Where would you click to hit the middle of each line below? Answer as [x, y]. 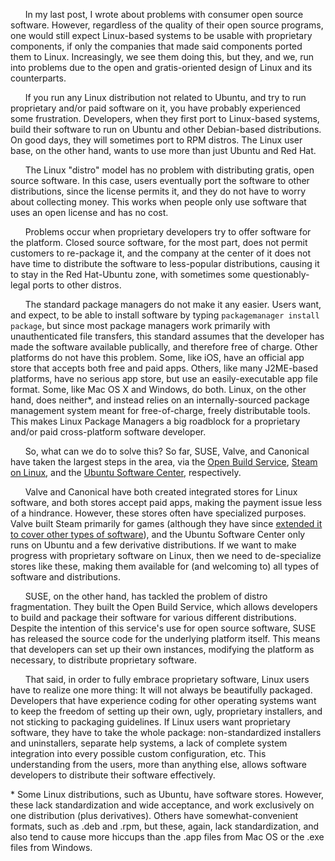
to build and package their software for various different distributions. [153, 617]
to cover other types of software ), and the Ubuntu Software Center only [158, 534]
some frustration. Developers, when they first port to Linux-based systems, [165, 118]
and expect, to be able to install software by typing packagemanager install [165, 315]
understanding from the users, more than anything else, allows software [158, 764]
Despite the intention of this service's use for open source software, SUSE [163, 628]
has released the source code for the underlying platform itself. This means [165, 638]
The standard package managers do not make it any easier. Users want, [173, 304]
